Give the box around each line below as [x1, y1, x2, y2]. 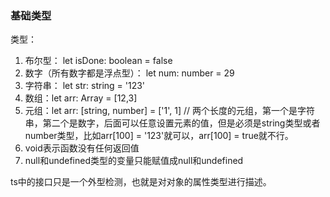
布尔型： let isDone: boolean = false [24, 55, 173, 67]
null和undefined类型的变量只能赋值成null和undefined [24, 155, 244, 167]
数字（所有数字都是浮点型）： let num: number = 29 [24, 67, 235, 79]
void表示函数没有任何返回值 [24, 142, 140, 154]
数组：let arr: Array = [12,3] [24, 92, 138, 104]
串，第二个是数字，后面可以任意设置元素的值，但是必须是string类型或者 [24, 117, 321, 129]
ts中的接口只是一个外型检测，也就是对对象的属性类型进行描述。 [10, 176, 272, 188]
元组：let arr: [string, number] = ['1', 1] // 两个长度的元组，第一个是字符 [24, 105, 316, 117]
